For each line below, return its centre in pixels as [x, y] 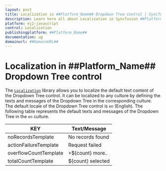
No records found [89, 137]
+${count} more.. [88, 153]
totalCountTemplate [30, 161]
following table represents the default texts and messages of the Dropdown [82, 111]
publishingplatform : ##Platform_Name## [46, 33]
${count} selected [89, 161]
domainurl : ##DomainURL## [32, 42]
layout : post [19, 10]
